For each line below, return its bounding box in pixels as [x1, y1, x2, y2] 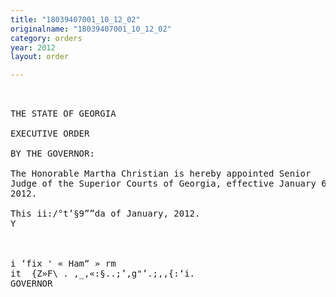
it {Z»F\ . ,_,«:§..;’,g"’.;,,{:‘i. [10, 268, 196, 280]
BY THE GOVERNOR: [10, 148, 95, 160]
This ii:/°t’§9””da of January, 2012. [10, 208, 201, 220]
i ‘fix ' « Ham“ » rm [10, 258, 117, 270]
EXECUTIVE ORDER [10, 128, 90, 140]
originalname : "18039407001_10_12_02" [10, 24, 172, 34]
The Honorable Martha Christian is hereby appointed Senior [10, 168, 312, 180]
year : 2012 [10, 42, 56, 53]
